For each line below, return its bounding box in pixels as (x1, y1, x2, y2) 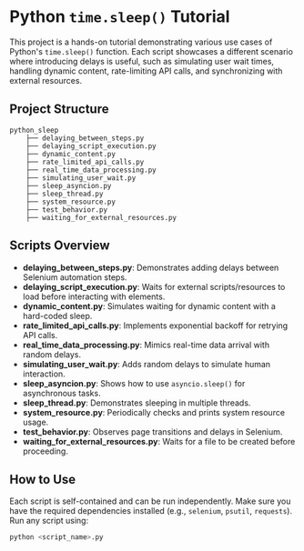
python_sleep (9, 125, 59, 135)
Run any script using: (9, 516, 89, 526)
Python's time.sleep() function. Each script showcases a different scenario (9, 45, 294, 56)
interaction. (22, 368, 66, 379)
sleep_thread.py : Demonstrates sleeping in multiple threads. (22, 397, 251, 408)
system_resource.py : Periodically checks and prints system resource (22, 406, 285, 417)
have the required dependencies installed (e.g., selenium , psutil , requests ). (9, 506, 293, 516)
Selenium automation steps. (22, 271, 127, 283)
